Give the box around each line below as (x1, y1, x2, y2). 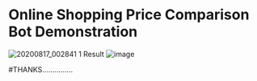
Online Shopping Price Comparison (8, 6, 250, 24)
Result (83, 49, 105, 59)
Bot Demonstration (8, 22, 138, 41)
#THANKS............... (8, 64, 74, 74)
